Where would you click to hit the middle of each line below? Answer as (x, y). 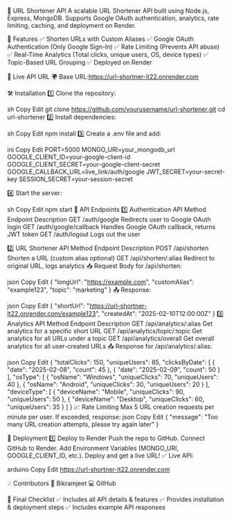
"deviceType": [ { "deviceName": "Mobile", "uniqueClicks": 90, (96, 392)
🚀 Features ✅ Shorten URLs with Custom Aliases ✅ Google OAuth (100, 39)
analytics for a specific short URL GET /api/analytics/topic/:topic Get (105, 331)
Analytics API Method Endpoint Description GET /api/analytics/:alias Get (110, 324)
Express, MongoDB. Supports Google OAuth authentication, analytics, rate (113, 18)
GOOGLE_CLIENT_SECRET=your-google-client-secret (84, 164)
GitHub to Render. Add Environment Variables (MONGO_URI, (93, 448)
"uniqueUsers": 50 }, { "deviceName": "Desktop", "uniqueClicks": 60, (106, 399)
